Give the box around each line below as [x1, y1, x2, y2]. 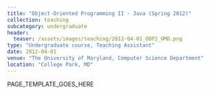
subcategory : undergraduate [7, 23, 88, 30]
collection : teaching [7, 16, 69, 23]
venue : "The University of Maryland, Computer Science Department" [7, 55, 205, 62]
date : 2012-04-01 [7, 49, 57, 56]
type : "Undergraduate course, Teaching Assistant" [7, 42, 155, 49]
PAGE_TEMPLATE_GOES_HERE [7, 80, 94, 88]
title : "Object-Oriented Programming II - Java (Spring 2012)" [7, 10, 192, 17]
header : [7, 29, 30, 36]
